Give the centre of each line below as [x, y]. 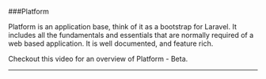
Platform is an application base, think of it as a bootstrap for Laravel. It [123, 26]
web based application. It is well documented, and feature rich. [111, 43]
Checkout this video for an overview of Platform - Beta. [98, 59]
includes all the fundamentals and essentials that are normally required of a [131, 35]
